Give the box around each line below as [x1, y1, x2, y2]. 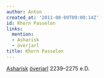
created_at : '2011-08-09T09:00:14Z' [6, 15, 99, 21]
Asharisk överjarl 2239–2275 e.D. [6, 65, 90, 72]
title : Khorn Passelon [6, 48, 64, 54]
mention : [12, 31, 34, 37]
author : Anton [6, 8, 43, 15]
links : [6, 25, 23, 32]
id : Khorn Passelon [6, 20, 56, 26]
